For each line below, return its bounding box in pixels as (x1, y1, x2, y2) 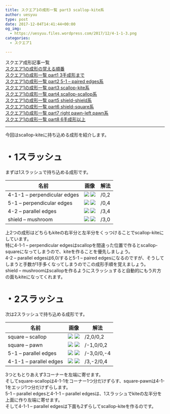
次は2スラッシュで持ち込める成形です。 (5, 311, 88, 317)
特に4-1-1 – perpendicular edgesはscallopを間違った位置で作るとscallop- (5, 242, 158, 248)
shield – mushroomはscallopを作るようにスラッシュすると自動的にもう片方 (5, 267, 162, 273)
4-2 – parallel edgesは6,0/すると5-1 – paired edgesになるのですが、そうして (5, 255, 164, 261)
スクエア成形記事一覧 (5, 59, 50, 65)
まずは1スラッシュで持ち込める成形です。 (5, 169, 91, 175)
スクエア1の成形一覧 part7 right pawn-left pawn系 (5, 110, 109, 116)
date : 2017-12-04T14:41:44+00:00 (5, 21, 76, 27)
